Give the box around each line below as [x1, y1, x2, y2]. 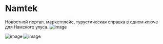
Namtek [5, 3, 38, 14]
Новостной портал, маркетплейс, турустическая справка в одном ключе [5, 19, 159, 25]
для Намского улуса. [5, 24, 49, 29]
